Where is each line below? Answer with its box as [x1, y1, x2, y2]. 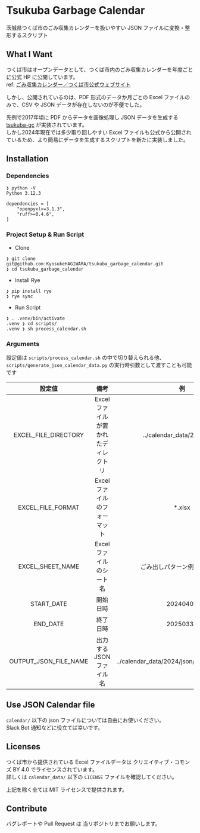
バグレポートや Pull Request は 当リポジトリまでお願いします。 [6, 820, 161, 828]
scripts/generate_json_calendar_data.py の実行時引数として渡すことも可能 [6, 362, 192, 369]
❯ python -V [6, 185, 36, 191]
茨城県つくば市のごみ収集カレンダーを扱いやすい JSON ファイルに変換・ [6, 24, 186, 31]
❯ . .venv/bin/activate [6, 315, 65, 321]
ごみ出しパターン [140, 563, 188, 571]
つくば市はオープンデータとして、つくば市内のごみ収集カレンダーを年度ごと [6, 66, 193, 73]
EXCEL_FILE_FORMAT [17, 503, 80, 512]
